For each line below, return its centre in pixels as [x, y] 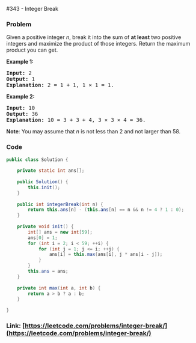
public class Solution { [37, 159]
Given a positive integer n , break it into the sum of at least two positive [94, 37]
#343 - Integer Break [32, 9]
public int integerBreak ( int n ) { [60, 204]
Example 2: [20, 97]
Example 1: [20, 62]
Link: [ [16, 326]
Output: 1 [20, 79]
